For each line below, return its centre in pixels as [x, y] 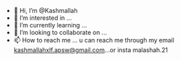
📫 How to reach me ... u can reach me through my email [94, 40]
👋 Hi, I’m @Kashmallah [45, 11]
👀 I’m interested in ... [43, 18]
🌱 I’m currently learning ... [50, 25]
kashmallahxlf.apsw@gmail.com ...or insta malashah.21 [91, 50]
